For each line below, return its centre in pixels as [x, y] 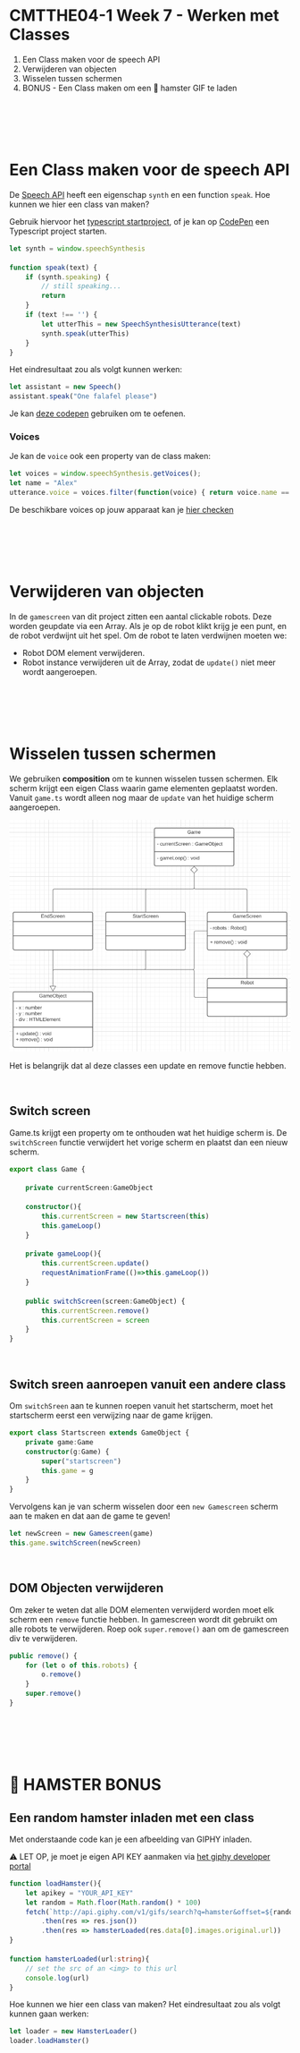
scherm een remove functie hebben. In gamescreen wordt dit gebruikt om [144, 1619]
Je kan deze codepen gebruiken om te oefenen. [97, 413]
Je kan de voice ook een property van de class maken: [110, 456]
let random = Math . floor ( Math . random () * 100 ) [113, 1903]
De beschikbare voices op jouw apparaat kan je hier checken [121, 510]
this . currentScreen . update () [96, 1264]
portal [20, 1866]
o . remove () [62, 1674]
